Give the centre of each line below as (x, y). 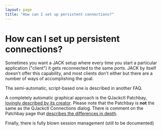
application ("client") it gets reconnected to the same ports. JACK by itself (81, 68)
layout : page (19, 10)
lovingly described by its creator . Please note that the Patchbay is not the (80, 103)
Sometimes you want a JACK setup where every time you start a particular (81, 63)
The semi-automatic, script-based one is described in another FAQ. (74, 88)
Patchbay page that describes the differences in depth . (61, 114)
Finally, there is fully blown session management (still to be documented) (80, 123)
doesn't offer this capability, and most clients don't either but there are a (79, 73)
